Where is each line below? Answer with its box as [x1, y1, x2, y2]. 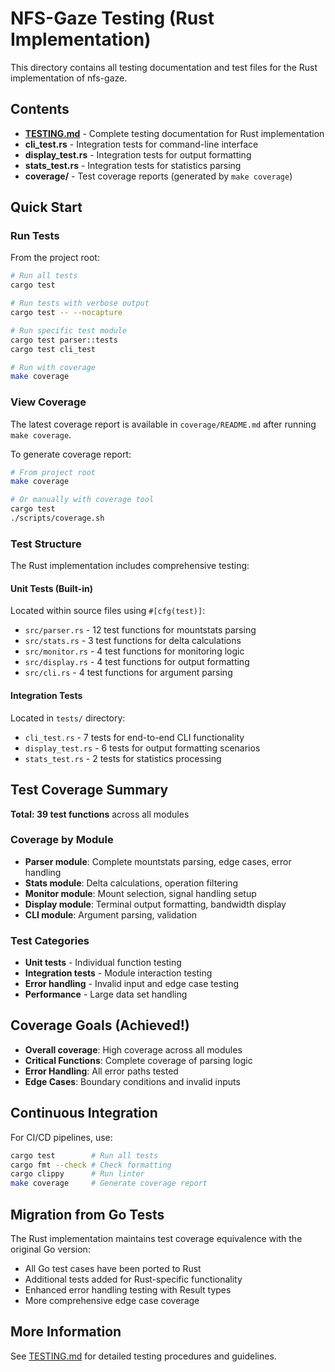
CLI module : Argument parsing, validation [24, 908, 198, 921]
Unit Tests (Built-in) [10, 582, 94, 594]
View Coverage [10, 395, 87, 409]
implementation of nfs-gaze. [10, 72, 128, 84]
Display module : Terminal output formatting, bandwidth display [24, 898, 287, 910]
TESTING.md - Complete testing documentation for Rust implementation [24, 127, 325, 139]
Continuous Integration [10, 1105, 158, 1122]
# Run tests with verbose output [10, 298, 150, 309]
